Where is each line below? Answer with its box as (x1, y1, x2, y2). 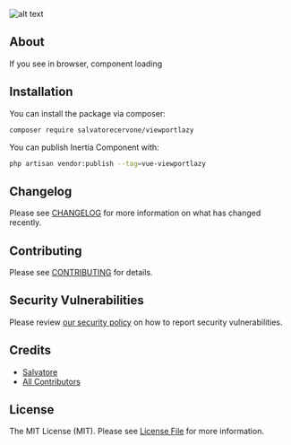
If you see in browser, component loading (9, 58, 163, 69)
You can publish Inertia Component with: (9, 142, 159, 153)
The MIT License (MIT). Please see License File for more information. (9, 426, 264, 437)
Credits (9, 343, 52, 358)
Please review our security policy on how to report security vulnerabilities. (9, 317, 283, 327)
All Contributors (21, 376, 81, 387)
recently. (9, 217, 42, 228)
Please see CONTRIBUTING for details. (9, 267, 154, 277)
